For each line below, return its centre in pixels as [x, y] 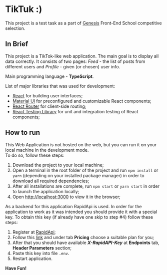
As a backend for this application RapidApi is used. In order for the [73, 206]
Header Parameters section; [42, 248]
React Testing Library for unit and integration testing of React [75, 111]
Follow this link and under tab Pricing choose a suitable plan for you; [83, 237]
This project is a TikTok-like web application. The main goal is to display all [82, 56]
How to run [23, 133]
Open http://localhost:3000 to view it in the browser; [66, 197]
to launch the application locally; [46, 191]
